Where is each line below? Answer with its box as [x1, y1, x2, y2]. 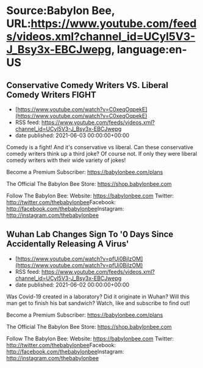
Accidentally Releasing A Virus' [6, 239, 129, 249]
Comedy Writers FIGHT [6, 89, 96, 100]
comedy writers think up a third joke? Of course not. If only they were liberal [6, 150, 198, 157]
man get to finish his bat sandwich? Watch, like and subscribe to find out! [6, 299, 190, 306]
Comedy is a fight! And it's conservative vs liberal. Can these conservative [6, 144, 194, 150]
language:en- [116, 43, 187, 57]
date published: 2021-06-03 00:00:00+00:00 [15, 132, 130, 139]
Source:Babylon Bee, [6, 4, 115, 18]
